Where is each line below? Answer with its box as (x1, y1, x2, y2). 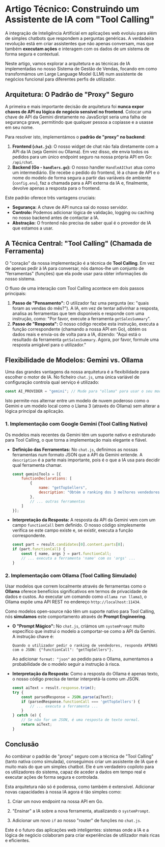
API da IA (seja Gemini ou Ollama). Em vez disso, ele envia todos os (12, 148, 149, 154)
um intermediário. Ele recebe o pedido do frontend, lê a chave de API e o (12, 169, 160, 175)
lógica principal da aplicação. (5, 408, 65, 414)
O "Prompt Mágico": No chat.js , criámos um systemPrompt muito (12, 623, 145, 629)
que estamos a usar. (12, 225, 54, 231)
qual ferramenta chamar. (12, 462, 62, 468)
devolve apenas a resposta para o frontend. (12, 185, 101, 191)
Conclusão (5, 740, 39, 749)
